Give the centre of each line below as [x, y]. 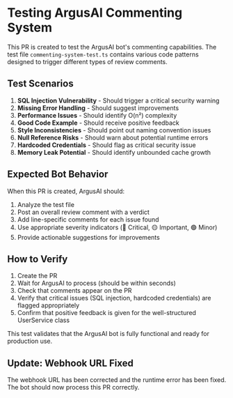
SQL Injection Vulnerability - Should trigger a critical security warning [118, 100]
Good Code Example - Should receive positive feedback [98, 123]
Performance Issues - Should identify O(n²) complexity [97, 115]
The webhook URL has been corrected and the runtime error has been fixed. [117, 380]
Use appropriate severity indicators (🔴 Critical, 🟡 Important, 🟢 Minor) [117, 227]
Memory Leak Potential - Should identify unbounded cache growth [114, 152]
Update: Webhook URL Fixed [71, 363]
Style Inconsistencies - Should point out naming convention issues [114, 130]
